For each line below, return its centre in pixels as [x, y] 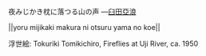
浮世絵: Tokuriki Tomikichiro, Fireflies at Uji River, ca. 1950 [103, 43]
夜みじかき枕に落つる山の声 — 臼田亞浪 [72, 11]
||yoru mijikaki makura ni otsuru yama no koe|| [85, 27]
